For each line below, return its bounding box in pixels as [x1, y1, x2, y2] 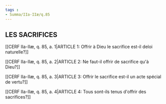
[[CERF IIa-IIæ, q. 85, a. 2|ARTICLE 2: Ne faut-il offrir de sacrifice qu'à [5, 58, 149, 65]
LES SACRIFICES [5, 30, 58, 39]
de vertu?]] [5, 79, 28, 85]
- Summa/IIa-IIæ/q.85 [5, 12, 50, 17]
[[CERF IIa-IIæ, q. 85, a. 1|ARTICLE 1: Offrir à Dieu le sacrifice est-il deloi [5, 43, 153, 50]
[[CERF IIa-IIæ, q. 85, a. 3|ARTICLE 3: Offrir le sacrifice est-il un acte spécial [5, 73, 162, 80]
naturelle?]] [5, 49, 29, 55]
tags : [5, 7, 19, 12]
